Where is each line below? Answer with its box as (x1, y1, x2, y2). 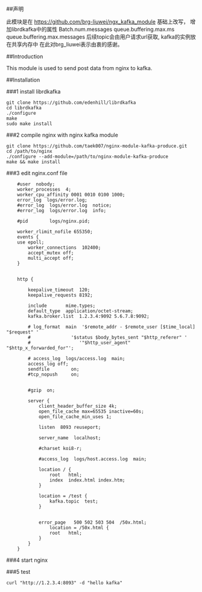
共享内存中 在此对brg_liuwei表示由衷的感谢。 (11, 41, 123, 48)
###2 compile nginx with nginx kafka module (6, 132, 119, 138)
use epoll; (17, 239, 45, 245)
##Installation (6, 76, 40, 83)
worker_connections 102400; (28, 245, 101, 251)
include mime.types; (28, 303, 96, 309)
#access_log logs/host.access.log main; (38, 456, 147, 462)
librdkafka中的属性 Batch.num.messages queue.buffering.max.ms (11, 26, 175, 33)
